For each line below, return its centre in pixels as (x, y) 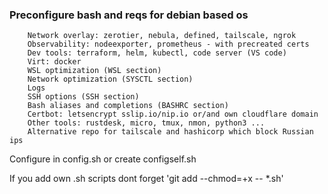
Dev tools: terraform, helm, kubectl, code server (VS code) (157, 53)
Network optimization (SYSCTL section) (110, 79)
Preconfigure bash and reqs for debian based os (129, 15)
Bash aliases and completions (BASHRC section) (128, 106)
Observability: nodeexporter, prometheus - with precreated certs (168, 44)
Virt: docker (54, 62)
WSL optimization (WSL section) (94, 71)
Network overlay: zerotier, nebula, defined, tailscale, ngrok (162, 36)
